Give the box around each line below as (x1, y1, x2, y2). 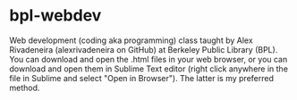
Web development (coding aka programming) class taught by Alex (9, 35, 253, 46)
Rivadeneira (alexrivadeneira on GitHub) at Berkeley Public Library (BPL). (9, 44, 278, 54)
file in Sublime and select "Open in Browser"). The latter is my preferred (9, 72, 275, 83)
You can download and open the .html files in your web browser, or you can (9, 54, 288, 64)
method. (9, 82, 40, 93)
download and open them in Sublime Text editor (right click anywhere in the (9, 63, 289, 74)
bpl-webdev (9, 5, 102, 26)
